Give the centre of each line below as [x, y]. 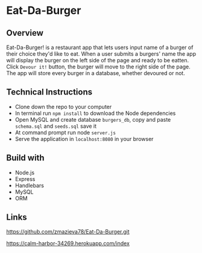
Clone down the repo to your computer [63, 107]
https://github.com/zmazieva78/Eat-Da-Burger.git [68, 232]
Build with [25, 158]
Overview [25, 33]
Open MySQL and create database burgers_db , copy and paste [93, 119]
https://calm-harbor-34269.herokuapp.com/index [68, 243]
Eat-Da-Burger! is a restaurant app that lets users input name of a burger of [100, 47]
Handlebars [29, 185]
